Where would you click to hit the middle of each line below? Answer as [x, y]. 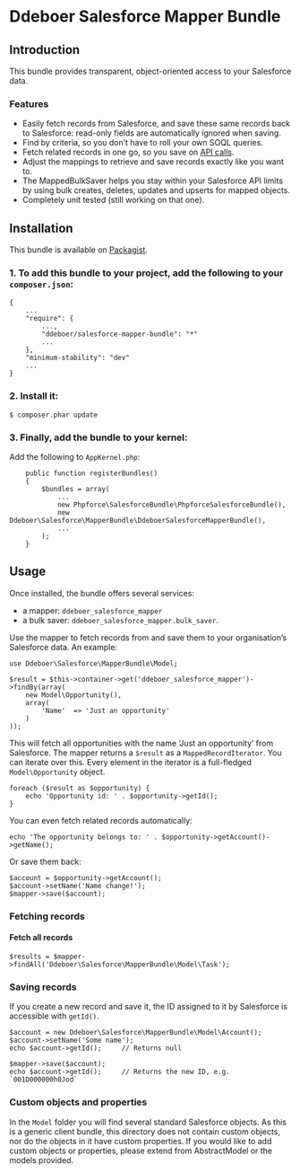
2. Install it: [34, 396]
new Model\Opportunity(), [74, 695]
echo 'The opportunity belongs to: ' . [84, 837]
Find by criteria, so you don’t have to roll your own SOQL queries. [143, 143]
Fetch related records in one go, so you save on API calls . [128, 152]
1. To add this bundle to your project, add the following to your [146, 273]
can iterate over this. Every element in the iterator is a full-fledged [131, 762]
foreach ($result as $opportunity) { [80, 788]
